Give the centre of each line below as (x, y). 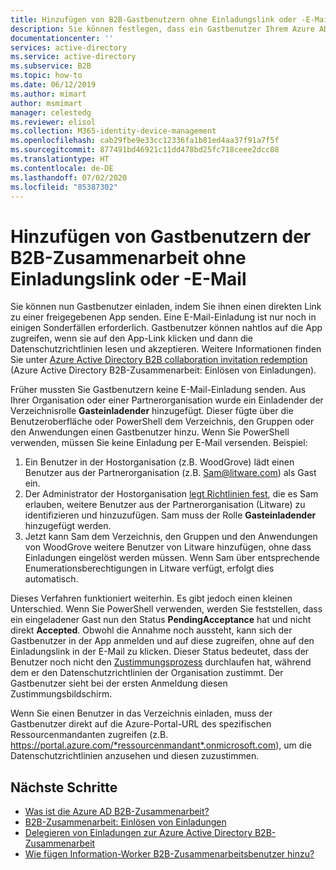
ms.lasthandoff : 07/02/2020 (69, 177)
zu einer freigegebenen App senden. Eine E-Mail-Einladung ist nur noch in (163, 317)
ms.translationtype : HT (60, 159)
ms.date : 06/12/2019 (53, 85)
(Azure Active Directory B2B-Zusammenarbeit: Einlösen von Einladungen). (163, 370)
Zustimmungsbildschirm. (61, 694)
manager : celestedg (51, 112)
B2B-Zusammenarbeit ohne (128, 257)
